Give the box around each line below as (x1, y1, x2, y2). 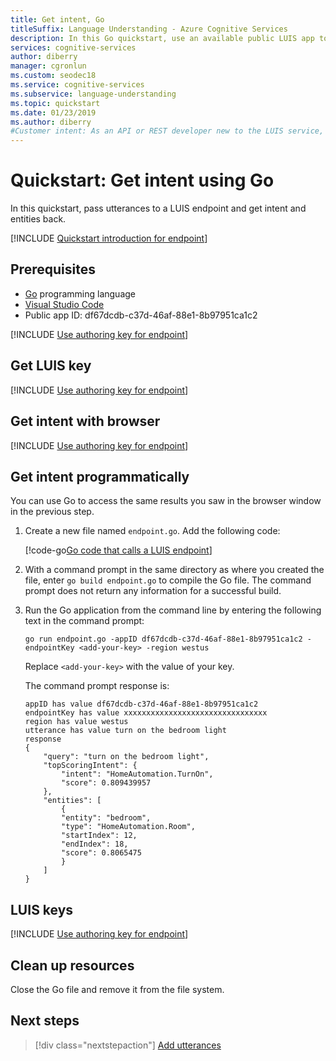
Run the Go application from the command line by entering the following (24, 604, 322, 616)
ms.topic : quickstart (10, 98, 101, 108)
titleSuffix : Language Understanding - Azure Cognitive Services (10, 24, 288, 34)
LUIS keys (10, 901, 74, 918)
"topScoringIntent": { (43, 761, 138, 771)
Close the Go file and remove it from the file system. (10, 983, 225, 995)
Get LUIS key (10, 357, 92, 375)
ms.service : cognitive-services (10, 80, 145, 90)
